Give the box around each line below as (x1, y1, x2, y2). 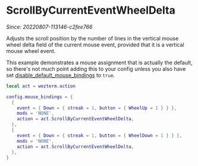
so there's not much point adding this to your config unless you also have (6, 65, 186, 72)
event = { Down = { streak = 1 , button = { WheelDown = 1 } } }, (17, 132, 183, 139)
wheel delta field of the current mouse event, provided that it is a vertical (6, 41, 184, 48)
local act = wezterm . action (6, 83, 76, 89)
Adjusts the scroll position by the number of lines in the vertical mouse (6, 35, 179, 42)
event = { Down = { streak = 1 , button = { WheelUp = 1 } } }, (17, 105, 177, 111)
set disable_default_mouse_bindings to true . (6, 71, 115, 79)
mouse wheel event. (6, 47, 56, 54)
